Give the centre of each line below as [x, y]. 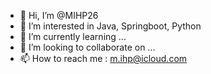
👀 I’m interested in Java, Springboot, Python [110, 26]
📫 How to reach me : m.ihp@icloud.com [103, 58]
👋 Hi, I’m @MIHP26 [59, 15]
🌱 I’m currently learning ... [73, 36]
